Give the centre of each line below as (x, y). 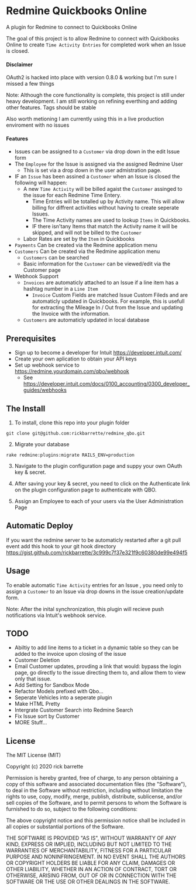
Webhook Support (37, 277)
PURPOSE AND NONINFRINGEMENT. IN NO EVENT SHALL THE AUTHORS (96, 857)
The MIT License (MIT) (34, 755)
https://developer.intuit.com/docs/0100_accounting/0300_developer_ (106, 384)
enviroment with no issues (38, 125)
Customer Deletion (37, 660)
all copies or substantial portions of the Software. (65, 827)
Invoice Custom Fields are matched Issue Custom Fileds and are (110, 295)
